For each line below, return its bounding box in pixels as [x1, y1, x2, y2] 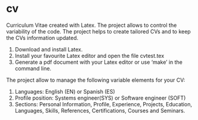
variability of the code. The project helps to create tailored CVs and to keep [6, 27, 191, 35]
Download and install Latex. [14, 45, 83, 53]
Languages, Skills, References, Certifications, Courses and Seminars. [14, 107, 185, 114]
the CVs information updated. [6, 34, 79, 41]
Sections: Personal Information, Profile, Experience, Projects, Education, [14, 100, 193, 107]
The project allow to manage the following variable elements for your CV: [6, 76, 185, 84]
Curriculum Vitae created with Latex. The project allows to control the [6, 21, 177, 29]
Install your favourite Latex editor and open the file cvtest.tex [14, 52, 165, 59]
